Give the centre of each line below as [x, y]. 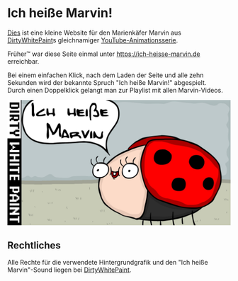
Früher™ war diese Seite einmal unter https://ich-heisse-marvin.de [104, 54]
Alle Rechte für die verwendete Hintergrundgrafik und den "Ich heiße [108, 263]
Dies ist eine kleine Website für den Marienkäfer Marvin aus [95, 33]
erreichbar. [23, 61]
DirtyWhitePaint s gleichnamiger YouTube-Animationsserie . [93, 40]
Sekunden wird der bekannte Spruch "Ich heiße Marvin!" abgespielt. [107, 82]
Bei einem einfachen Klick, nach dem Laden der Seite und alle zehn [106, 75]
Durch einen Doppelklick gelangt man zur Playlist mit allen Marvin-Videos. [115, 90]
